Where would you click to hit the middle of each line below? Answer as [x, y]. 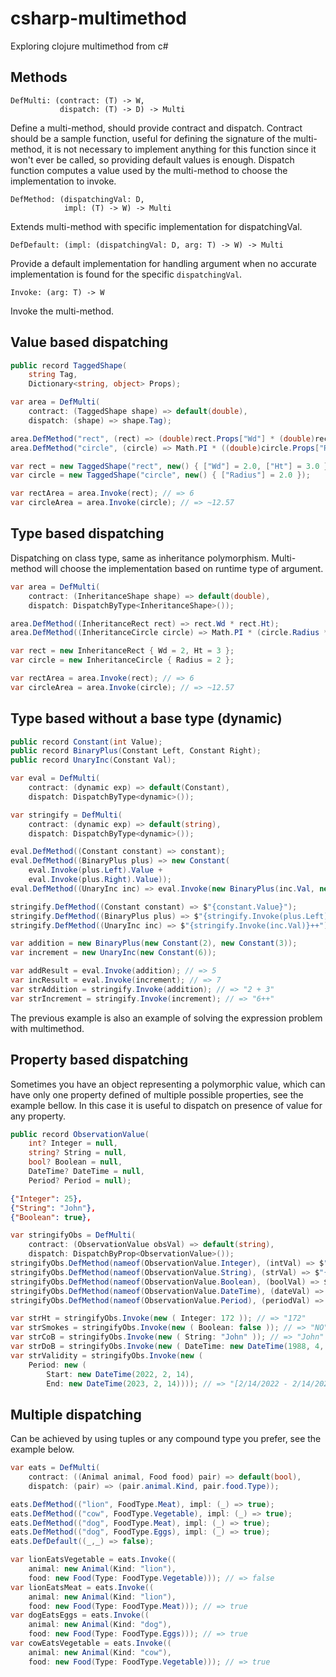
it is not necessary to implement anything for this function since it [181, 149]
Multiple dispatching [76, 1414]
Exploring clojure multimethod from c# [89, 46]
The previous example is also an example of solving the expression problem [166, 1018]
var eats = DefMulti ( [55, 1468]
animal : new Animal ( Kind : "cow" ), [100, 1652]
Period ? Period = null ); [80, 1180]
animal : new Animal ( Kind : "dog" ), [100, 1625]
